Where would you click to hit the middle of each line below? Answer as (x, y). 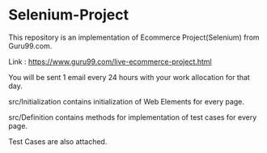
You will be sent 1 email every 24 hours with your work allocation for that (129, 77)
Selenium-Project (69, 15)
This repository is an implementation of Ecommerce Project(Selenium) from (134, 37)
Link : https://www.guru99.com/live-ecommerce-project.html (110, 62)
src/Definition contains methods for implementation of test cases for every (133, 117)
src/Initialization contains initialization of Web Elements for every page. (127, 101)
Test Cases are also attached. (58, 141)
